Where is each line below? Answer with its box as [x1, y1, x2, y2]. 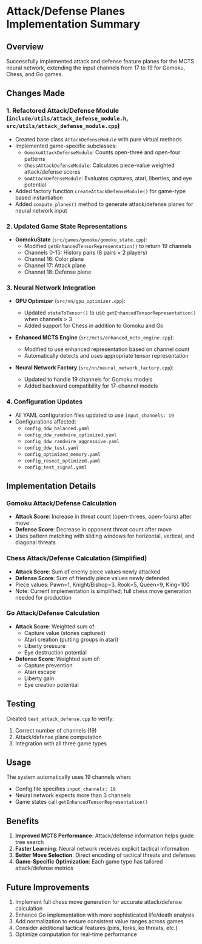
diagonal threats [15, 539, 56, 546]
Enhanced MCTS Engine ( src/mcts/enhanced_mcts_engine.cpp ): [15, 334, 174, 341]
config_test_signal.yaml [24, 464, 87, 470]
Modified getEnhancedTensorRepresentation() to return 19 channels [24, 242, 192, 249]
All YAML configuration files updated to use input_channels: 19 [15, 411, 174, 419]
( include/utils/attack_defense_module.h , [6, 114, 129, 122]
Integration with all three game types [15, 739, 107, 747]
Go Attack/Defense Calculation [6, 609, 100, 617]
